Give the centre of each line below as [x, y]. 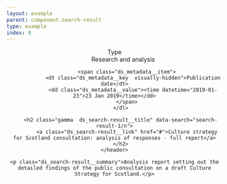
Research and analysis [123, 60]
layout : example [29, 13]
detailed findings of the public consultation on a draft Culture [115, 168]
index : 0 [19, 33]
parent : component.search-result [54, 20]
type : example [27, 26]
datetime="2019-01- [189, 90]
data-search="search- [187, 120]
